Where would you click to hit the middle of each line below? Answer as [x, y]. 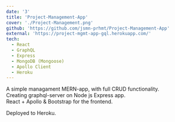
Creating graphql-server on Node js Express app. [66, 95]
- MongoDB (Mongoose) [38, 61]
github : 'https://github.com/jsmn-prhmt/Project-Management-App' [88, 28]
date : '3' [18, 12]
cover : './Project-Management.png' [50, 23]
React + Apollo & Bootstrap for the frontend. [60, 102]
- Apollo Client [31, 67]
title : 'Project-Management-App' [47, 17]
